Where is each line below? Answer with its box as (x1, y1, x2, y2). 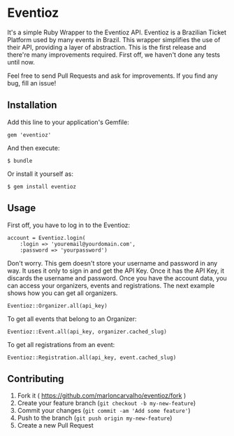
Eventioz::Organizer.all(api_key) (7, 302, 108, 309)
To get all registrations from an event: (7, 340, 115, 348)
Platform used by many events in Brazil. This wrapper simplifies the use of (7, 35, 221, 43)
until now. (7, 57, 35, 66)
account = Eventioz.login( (7, 234, 86, 241)
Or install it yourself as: (7, 170, 73, 178)
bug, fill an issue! (7, 79, 57, 87)
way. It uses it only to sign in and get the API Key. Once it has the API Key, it (7, 266, 225, 275)
